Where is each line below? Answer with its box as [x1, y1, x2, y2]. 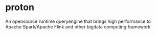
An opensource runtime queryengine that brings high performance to [5, 18, 151, 24]
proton [5, 2, 35, 13]
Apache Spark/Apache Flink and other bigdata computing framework [5, 23, 151, 29]
